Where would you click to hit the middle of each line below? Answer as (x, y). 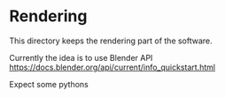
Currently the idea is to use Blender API (81, 57)
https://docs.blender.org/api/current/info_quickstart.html (112, 67)
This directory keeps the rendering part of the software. (111, 41)
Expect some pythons (49, 84)
